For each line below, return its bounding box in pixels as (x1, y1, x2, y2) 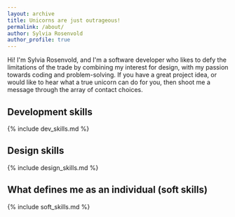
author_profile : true (7, 37, 71, 44)
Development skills (7, 106, 93, 118)
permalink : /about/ (7, 23, 65, 30)
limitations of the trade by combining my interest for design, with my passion (7, 63, 229, 72)
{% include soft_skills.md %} (7, 202, 90, 211)
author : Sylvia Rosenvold (7, 29, 83, 37)
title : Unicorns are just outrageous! (7, 17, 121, 24)
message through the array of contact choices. (7, 86, 144, 94)
